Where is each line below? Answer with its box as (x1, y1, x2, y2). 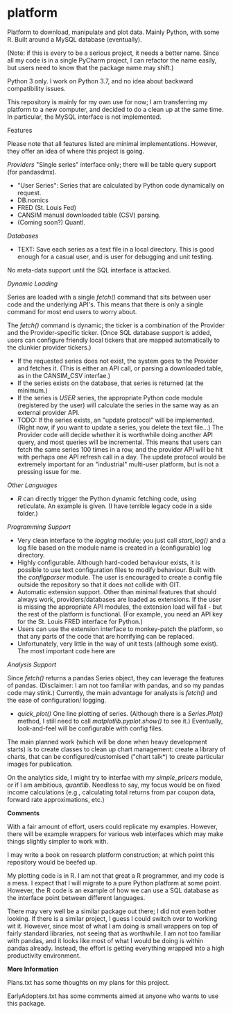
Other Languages (7, 481, 58, 489)
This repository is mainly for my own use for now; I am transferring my (7, 97, 208, 106)
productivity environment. (7, 951, 81, 960)
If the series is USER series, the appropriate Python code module (17, 393, 203, 402)
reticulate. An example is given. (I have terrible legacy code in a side (17, 502, 213, 510)
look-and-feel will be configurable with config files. (17, 724, 164, 733)
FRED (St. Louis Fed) (17, 203, 77, 211)
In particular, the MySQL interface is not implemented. (7, 113, 162, 121)
